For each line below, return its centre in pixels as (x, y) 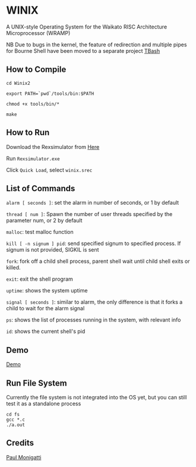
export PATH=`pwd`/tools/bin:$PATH (50, 93)
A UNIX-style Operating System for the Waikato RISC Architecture (87, 27)
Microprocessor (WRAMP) (38, 33)
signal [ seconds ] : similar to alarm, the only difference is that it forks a (94, 302)
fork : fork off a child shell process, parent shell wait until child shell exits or (98, 261)
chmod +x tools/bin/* (33, 104)
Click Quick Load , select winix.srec (49, 170)
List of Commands (41, 188)
